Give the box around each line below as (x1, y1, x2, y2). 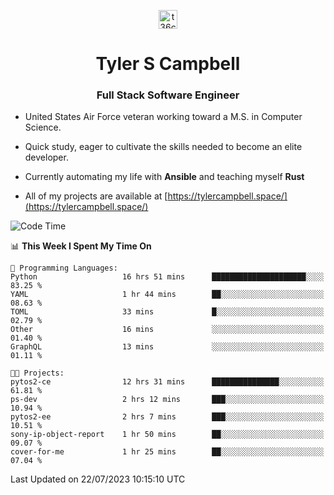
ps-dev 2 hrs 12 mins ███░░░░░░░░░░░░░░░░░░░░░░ (10, 395, 325, 405)
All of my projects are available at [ (24, 190, 168, 202)
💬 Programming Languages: (10, 263, 118, 274)
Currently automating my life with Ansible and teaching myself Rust (24, 171, 305, 183)
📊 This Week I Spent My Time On (10, 240, 152, 252)
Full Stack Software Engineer (96, 88, 240, 102)
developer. (24, 151, 69, 164)
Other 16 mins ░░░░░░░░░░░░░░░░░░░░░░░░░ (10, 325, 325, 335)
